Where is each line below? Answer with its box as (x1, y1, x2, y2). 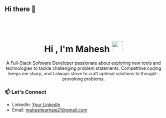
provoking (62, 76, 83, 82)
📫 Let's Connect (4, 88, 46, 95)
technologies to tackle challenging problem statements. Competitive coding (5, 65, 161, 71)
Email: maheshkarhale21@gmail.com (11, 107, 87, 113)
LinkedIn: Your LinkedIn (11, 102, 60, 108)
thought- (140, 70, 159, 76)
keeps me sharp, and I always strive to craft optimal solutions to (8, 70, 140, 76)
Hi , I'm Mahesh (44, 43, 110, 55)
